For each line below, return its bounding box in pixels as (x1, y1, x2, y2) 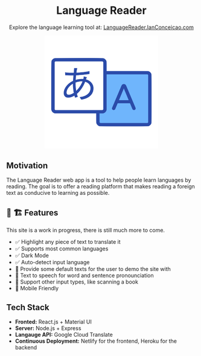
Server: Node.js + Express (14, 325, 81, 332)
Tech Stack (6, 302, 49, 313)
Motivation (6, 161, 48, 171)
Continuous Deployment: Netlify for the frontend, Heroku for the (14, 337, 177, 345)
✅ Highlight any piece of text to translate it (14, 238, 121, 246)
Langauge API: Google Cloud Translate (14, 331, 113, 339)
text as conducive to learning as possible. (6, 189, 110, 197)
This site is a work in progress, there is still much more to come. (6, 227, 165, 234)
